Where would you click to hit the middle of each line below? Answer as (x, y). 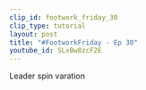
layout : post (34, 34)
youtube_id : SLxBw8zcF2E (56, 51)
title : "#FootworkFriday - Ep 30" (74, 42)
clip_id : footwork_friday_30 (64, 17)
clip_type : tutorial (48, 26)
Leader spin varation (47, 76)
